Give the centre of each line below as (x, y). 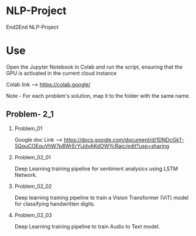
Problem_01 (28, 128)
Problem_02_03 (33, 215)
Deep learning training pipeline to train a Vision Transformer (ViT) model (102, 197)
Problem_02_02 (33, 186)
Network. (26, 175)
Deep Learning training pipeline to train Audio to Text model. (87, 226)
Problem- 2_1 (30, 114)
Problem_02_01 (32, 157)
